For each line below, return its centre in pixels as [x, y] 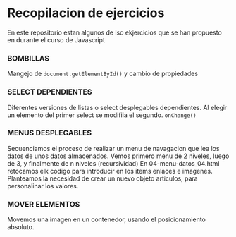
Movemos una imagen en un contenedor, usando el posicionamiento [107, 219]
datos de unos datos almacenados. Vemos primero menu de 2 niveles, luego [118, 156]
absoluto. [21, 227]
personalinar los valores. [43, 186]
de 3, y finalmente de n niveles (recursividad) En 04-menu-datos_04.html [113, 163]
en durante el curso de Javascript [56, 39]
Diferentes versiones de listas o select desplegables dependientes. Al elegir [117, 107]
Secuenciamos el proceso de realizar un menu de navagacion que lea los [113, 148]
